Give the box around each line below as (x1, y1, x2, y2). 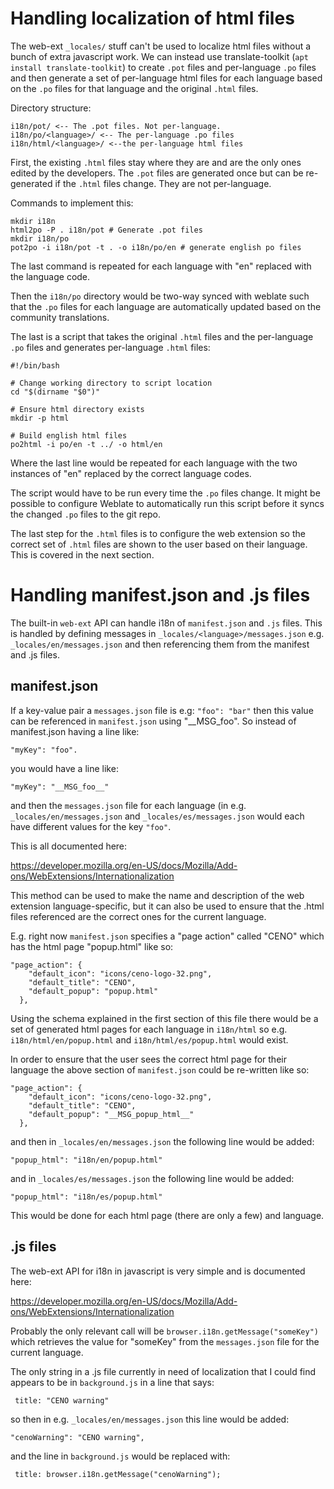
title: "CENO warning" (14, 1395, 110, 1406)
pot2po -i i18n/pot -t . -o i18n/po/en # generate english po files (10, 242, 302, 252)
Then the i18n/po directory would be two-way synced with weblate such (10, 290, 310, 302)
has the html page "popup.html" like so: (10, 940, 174, 952)
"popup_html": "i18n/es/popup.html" (10, 1192, 163, 1202)
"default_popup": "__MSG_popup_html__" (28, 1109, 195, 1119)
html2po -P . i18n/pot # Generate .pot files (10, 225, 203, 235)
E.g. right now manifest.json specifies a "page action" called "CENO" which (10, 930, 325, 942)
